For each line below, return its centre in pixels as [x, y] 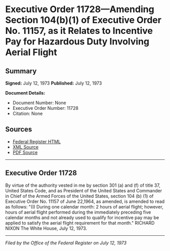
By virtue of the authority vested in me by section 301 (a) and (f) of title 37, [83, 185]
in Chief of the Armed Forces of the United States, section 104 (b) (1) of [79, 196]
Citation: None [28, 113]
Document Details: [25, 93]
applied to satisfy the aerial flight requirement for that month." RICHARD [80, 223]
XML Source [26, 147]
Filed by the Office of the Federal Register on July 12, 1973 [66, 243]
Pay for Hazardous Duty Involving [77, 42]
